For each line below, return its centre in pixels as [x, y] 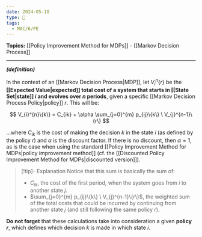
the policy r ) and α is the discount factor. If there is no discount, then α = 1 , [99, 140]
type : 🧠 [16, 17]
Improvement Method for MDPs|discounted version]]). [73, 159]
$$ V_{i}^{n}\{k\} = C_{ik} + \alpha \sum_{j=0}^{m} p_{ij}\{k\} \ [87, 114]
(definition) [20, 69]
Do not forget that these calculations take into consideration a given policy [99, 221]
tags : [13, 23]
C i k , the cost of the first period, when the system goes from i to [108, 183]
